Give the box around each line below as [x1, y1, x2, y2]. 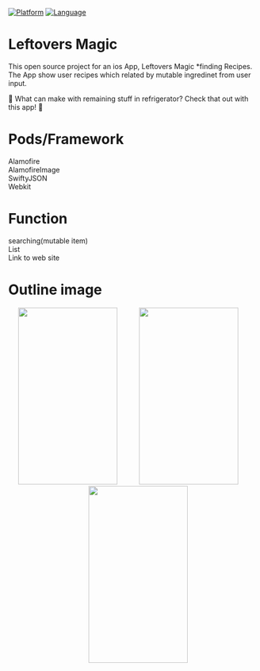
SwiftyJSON [8, 173, 48, 183]
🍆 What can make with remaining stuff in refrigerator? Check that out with [8, 94, 249, 103]
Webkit [8, 181, 32, 191]
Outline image [8, 281, 103, 298]
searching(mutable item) [8, 235, 89, 246]
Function [8, 210, 68, 228]
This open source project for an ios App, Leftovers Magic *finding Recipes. [8, 61, 253, 71]
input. [8, 78, 28, 87]
